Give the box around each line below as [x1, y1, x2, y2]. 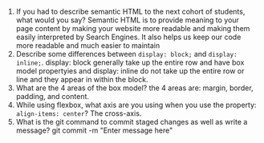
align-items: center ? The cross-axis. [15, 109, 142, 118]
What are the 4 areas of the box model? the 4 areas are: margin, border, [15, 83, 254, 93]
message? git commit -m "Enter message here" [15, 125, 173, 135]
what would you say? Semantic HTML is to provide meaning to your [15, 15, 239, 25]
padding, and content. [15, 92, 90, 101]
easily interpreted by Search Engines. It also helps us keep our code [15, 32, 242, 42]
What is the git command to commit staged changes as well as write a [15, 117, 248, 126]
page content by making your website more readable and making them [15, 24, 250, 33]
